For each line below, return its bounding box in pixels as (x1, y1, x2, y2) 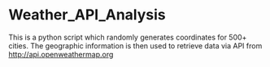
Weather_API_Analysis (8, 6, 167, 24)
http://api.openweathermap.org (8, 49, 114, 59)
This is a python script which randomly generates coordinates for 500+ (8, 32, 247, 42)
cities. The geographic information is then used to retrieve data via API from (8, 40, 263, 50)
